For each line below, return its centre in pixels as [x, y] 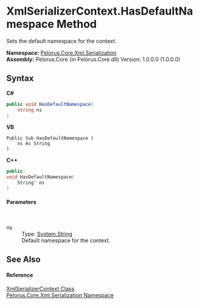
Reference [20, 275]
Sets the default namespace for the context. [61, 41]
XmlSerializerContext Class [40, 289]
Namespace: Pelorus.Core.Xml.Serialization [61, 52]
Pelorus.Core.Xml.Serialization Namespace [60, 295]
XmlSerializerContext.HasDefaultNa [100, 11]
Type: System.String [47, 234]
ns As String [34, 144]
